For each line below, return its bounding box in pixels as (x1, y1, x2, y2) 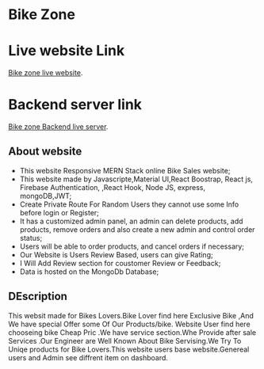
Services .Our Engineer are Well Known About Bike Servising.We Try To (8, 336, 242, 345)
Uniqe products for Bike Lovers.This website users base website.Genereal (8, 344, 250, 354)
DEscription (8, 290, 67, 303)
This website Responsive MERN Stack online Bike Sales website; (19, 165, 231, 175)
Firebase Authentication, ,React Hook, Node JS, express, (19, 182, 206, 192)
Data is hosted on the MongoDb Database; (19, 267, 159, 276)
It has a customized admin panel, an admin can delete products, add (19, 216, 243, 226)
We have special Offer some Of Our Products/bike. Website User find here (8, 319, 251, 329)
